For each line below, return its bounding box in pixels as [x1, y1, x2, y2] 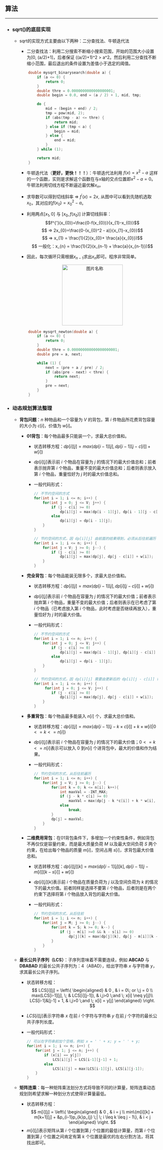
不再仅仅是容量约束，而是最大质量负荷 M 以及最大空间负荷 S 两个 [26, 841, 157, 847]
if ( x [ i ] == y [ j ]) [44, 1053, 81, 1058]
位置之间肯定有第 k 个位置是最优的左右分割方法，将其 [47, 1133, 154, 1140]
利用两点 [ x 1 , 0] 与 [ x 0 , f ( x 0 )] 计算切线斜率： [26, 211, 112, 218]
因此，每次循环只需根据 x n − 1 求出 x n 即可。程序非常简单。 [26, 254, 139, 260]
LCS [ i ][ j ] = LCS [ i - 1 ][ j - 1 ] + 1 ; [52, 1057, 118, 1062]
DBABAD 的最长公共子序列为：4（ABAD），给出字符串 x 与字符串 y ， [19, 963, 158, 969]
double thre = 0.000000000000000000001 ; [36, 347, 120, 352]
